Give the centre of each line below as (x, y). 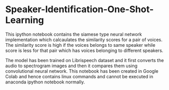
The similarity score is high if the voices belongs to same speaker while (80, 45)
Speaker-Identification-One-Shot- (80, 9)
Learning (25, 20)
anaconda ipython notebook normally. (45, 82)
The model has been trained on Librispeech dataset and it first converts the (85, 60)
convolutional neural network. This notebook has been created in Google (82, 71)
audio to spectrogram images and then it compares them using (71, 66)
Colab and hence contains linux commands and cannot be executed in (79, 76)
